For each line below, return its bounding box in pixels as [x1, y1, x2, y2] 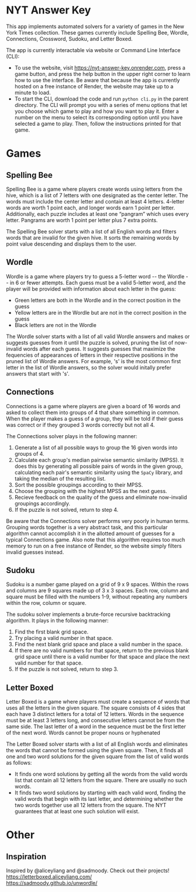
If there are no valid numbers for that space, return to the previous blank [14, 647, 189, 654]
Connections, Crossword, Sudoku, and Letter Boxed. [6, 35, 133, 42]
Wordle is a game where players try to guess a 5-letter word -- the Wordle [6, 273, 185, 280]
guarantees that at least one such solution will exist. [14, 808, 140, 815]
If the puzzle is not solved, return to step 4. [14, 506, 119, 513]
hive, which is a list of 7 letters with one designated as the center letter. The [6, 191, 188, 199]
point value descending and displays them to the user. [6, 240, 136, 247]
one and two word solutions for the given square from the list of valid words [6, 753, 189, 760]
